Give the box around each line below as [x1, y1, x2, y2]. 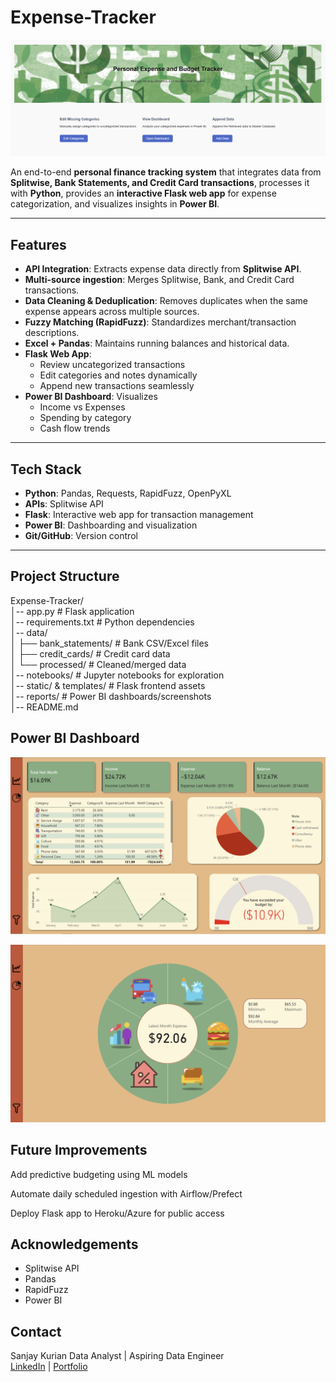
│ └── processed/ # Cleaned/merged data [10, 658, 187, 670]
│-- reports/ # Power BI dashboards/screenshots [10, 690, 212, 702]
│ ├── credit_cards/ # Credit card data [10, 647, 171, 660]
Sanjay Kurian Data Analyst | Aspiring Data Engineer [10, 1350, 225, 1362]
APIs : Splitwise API [24, 498, 104, 510]
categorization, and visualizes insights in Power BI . [10, 198, 220, 210]
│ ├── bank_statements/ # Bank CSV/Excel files [10, 637, 210, 649]
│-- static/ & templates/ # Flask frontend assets [10, 679, 206, 691]
